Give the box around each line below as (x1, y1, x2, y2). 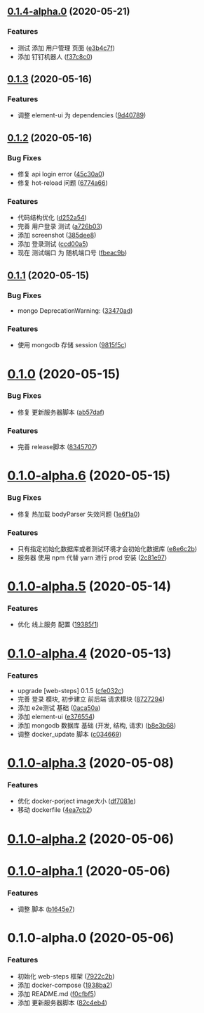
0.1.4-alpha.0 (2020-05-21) (7, 6, 130, 18)
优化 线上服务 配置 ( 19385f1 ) (17, 620, 100, 628)
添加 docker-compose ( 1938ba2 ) (17, 981, 113, 989)
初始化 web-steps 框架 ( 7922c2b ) (17, 972, 115, 980)
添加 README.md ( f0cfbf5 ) (17, 989, 97, 998)
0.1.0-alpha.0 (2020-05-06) (7, 930, 175, 946)
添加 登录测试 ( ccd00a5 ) (17, 240, 89, 248)
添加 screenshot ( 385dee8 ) (17, 231, 97, 240)
